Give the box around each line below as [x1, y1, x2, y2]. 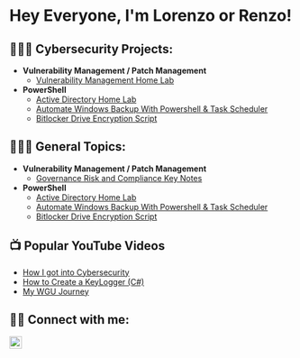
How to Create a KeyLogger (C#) [22, 276, 145, 287]
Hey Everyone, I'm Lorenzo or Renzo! [9, 5, 293, 26]
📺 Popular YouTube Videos [9, 238, 165, 253]
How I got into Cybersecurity [22, 267, 130, 278]
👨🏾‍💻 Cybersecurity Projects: [9, 41, 174, 57]
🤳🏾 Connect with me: [9, 312, 130, 327]
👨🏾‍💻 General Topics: [9, 139, 126, 154]
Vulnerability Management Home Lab [35, 75, 175, 86]
